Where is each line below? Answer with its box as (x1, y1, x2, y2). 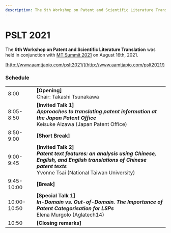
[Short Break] (36, 132, 70, 139)
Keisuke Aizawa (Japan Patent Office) (36, 120, 127, 127)
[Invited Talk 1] (36, 101, 74, 109)
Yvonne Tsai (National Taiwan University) (36, 169, 135, 176)
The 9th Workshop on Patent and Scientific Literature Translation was (5, 46, 156, 53)
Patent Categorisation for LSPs (36, 204, 114, 212)
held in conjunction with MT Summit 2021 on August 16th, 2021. (5, 51, 138, 58)
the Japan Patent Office (36, 114, 97, 121)
